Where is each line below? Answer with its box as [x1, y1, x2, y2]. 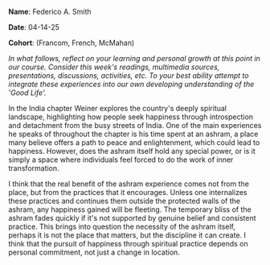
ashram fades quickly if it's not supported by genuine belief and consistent [8, 213, 256, 222]
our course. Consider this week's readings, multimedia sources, [8, 62, 220, 72]
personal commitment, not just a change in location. [8, 247, 181, 257]
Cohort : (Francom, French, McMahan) [8, 38, 135, 48]
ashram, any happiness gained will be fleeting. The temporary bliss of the [8, 205, 252, 214]
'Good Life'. [8, 88, 47, 97]
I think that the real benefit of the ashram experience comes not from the [8, 179, 249, 188]
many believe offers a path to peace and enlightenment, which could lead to [8, 138, 260, 147]
